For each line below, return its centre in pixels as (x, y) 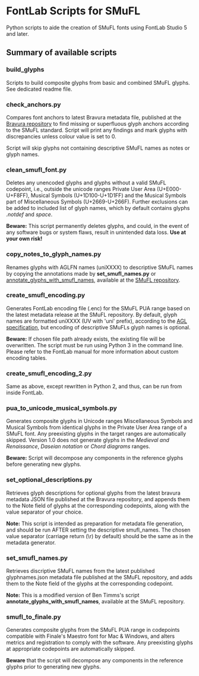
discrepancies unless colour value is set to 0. (61, 136)
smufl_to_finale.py (34, 617)
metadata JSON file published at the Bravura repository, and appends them (98, 499)
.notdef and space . (29, 214)
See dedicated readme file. (39, 89)
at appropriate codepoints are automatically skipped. (71, 649)
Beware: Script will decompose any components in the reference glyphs (95, 458)
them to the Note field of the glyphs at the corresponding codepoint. (90, 584)
